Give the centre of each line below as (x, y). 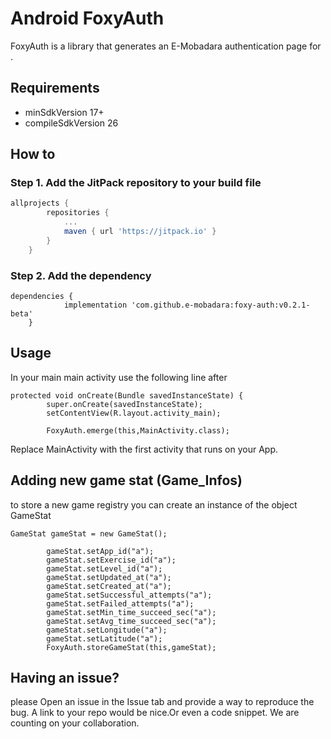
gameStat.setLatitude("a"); (104, 638)
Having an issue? (65, 678)
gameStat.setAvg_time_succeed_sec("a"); (131, 621)
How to (33, 154)
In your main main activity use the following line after (119, 377)
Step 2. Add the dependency (81, 275)
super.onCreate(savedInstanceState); (124, 404)
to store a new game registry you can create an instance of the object (154, 504)
